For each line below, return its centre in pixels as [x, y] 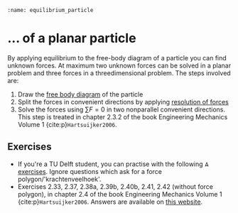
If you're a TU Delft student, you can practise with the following [110, 164]
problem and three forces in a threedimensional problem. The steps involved [119, 73]
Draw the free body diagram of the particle [80, 94]
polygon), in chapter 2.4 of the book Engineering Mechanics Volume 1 [120, 194]
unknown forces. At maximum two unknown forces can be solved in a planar [119, 65]
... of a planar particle [72, 38]
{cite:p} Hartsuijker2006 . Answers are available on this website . [110, 202]
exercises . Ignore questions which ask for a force [90, 171]
